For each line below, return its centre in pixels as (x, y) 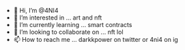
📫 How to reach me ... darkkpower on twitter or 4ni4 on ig (96, 40)
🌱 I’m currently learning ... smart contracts (73, 25)
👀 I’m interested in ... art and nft (58, 18)
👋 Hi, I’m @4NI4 (36, 10)
